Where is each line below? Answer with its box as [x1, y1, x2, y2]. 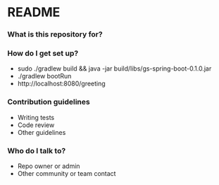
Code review [17, 121, 55, 129]
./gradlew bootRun [17, 72, 72, 80]
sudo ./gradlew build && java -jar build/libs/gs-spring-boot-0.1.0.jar [17, 64, 212, 73]
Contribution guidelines [7, 97, 90, 107]
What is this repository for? [7, 30, 104, 40]
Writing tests [17, 113, 55, 121]
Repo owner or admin [17, 162, 80, 170]
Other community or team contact [17, 169, 116, 177]
